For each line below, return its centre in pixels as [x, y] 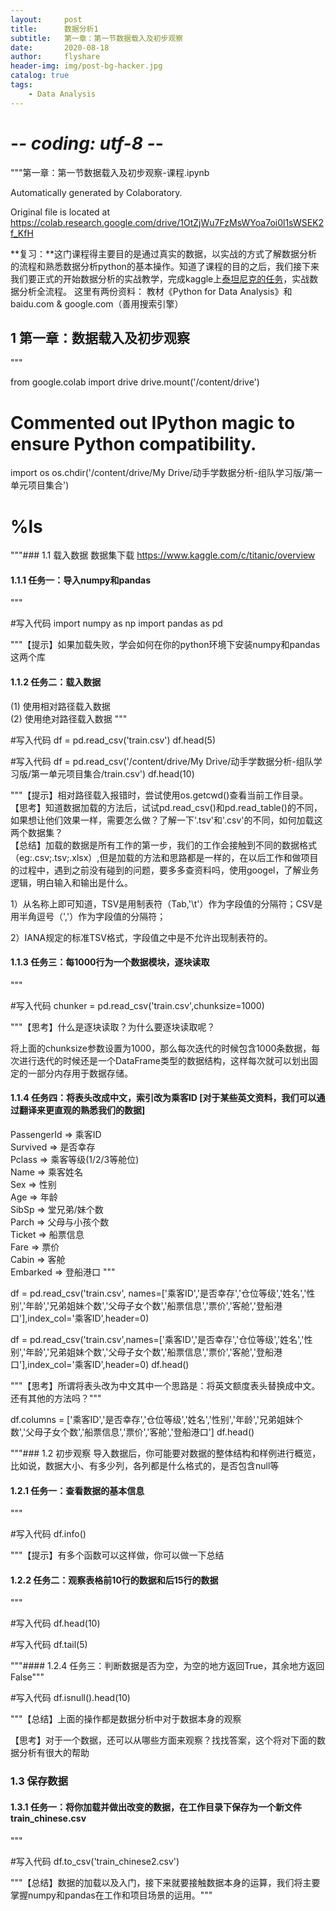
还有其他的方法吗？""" [56, 1398]
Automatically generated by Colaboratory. [96, 192]
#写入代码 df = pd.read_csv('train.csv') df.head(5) [113, 740]
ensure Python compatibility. [133, 443]
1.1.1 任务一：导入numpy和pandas [81, 580]
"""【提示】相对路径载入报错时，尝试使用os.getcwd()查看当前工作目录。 [159, 795]
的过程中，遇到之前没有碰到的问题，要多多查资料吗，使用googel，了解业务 [165, 870]
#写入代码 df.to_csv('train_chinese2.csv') [95, 1861]
